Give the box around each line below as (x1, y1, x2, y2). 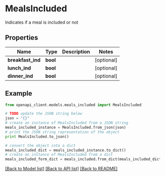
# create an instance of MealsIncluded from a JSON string (5, 120, 129, 126)
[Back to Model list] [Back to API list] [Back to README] (5, 166, 118, 172)
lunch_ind (7, 65, 31, 71)
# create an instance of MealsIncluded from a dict (5, 152, 113, 157)
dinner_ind (7, 72, 33, 79)
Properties (5, 34, 38, 42)
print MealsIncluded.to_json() (5, 134, 69, 139)
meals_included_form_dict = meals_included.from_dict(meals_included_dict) (5, 157, 164, 162)
